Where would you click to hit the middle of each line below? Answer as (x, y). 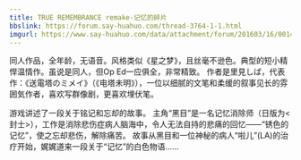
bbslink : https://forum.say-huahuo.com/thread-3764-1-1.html (126, 26)
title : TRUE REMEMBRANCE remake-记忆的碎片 (88, 17)
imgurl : (24, 34)
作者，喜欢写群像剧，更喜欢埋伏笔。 (91, 94)
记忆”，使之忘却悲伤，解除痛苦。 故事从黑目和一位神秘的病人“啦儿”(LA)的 (145, 136)
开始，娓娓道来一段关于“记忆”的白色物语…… (98, 147)
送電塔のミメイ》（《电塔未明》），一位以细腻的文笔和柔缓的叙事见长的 (154, 83)
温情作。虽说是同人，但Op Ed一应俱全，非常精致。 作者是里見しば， (143, 72)
